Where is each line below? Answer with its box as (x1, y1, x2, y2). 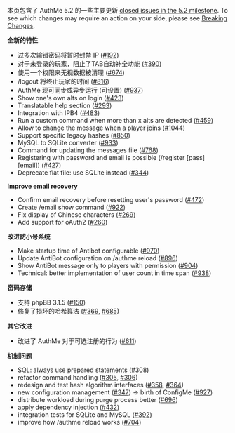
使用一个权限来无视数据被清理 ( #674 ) (17, 69, 125, 76)
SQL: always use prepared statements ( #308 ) (17, 366, 149, 374)
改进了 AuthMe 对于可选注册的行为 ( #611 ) (17, 337, 137, 345)
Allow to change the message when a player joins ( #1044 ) (17, 124, 186, 132)
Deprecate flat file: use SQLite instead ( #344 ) (17, 168, 149, 177)
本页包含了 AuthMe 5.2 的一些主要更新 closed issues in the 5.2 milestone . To (7, 6, 228, 14)
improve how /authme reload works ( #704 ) (17, 418, 142, 426)
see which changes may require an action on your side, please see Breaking (7, 14, 228, 22)
